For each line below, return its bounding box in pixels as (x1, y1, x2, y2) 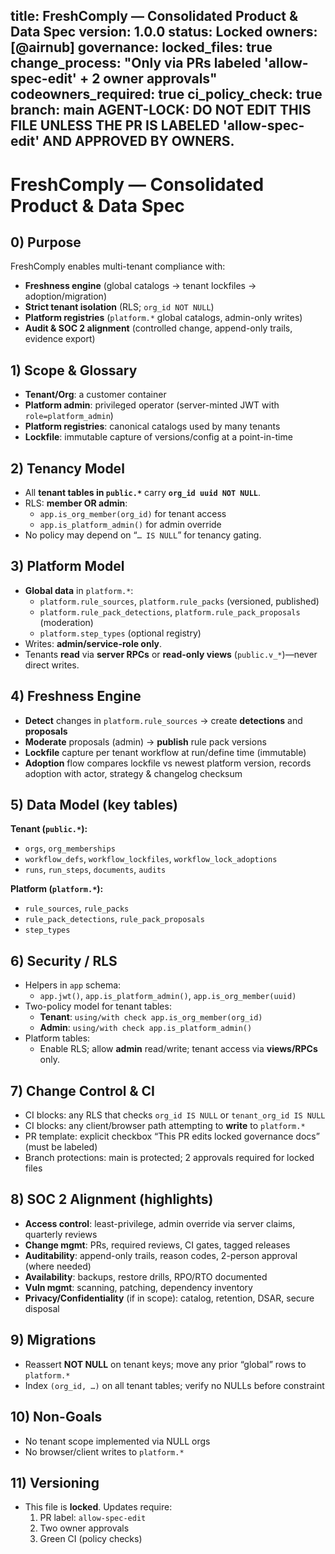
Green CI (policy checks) (39, 1533, 143, 1545)
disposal (24, 1302, 60, 1314)
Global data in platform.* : (24, 584, 134, 596)
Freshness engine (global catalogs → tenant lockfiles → (24, 280, 257, 292)
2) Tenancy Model (10, 460, 125, 477)
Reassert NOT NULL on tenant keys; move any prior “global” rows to (24, 1358, 307, 1370)
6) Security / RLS (10, 952, 118, 969)
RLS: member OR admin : (24, 497, 128, 509)
